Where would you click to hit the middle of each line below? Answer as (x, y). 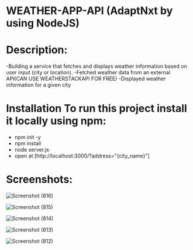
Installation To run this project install (96, 109)
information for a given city (39, 85)
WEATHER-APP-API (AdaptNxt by (89, 11)
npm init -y (27, 137)
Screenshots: (39, 179)
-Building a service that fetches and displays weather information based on (96, 66)
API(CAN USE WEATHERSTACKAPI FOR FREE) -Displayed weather (86, 79)
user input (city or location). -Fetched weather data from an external (88, 73)
